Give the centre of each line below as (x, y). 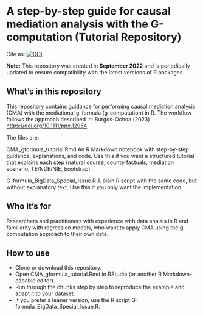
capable (25, 281)
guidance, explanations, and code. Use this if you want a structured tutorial (100, 156)
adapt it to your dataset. (45, 293)
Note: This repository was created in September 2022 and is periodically (98, 66)
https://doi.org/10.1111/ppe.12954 (47, 126)
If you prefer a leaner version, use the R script (73, 300)
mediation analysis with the (77, 24)
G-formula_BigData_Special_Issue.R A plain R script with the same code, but (102, 181)
